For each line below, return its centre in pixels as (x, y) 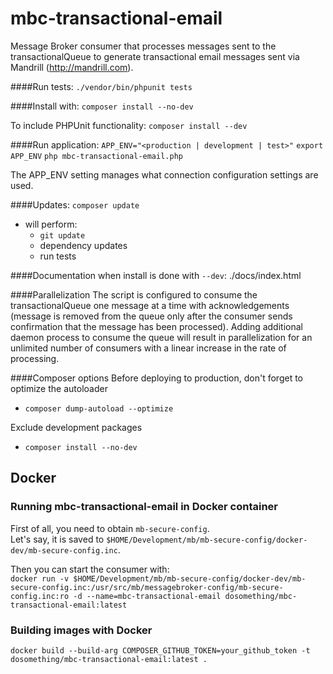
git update (62, 235)
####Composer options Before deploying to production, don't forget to (157, 378)
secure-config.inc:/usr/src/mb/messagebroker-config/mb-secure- (147, 587)
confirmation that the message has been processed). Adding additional (156, 326)
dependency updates (83, 245)
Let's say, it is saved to (57, 539)
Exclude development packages (76, 427)
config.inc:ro (40, 596)
